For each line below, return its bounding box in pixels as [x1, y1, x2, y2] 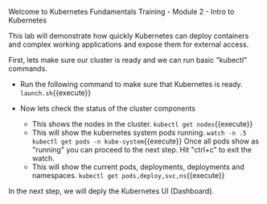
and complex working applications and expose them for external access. [8, 40, 249, 49]
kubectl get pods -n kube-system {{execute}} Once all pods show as [31, 136, 260, 146]
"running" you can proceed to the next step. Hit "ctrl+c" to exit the [31, 145, 252, 154]
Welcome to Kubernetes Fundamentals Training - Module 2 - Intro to [8, 7, 235, 16]
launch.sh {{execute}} [19, 88, 92, 98]
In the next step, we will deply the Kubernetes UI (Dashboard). [8, 186, 215, 196]
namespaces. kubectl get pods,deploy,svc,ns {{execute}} [31, 171, 225, 180]
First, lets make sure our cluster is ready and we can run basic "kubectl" [8, 56, 248, 65]
